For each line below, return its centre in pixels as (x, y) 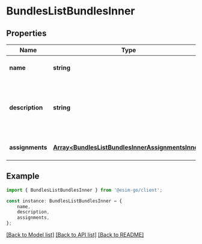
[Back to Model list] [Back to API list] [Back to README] (75, 235)
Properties (26, 33)
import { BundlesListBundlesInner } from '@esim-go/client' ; (84, 190)
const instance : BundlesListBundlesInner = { (64, 201)
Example (23, 176)
